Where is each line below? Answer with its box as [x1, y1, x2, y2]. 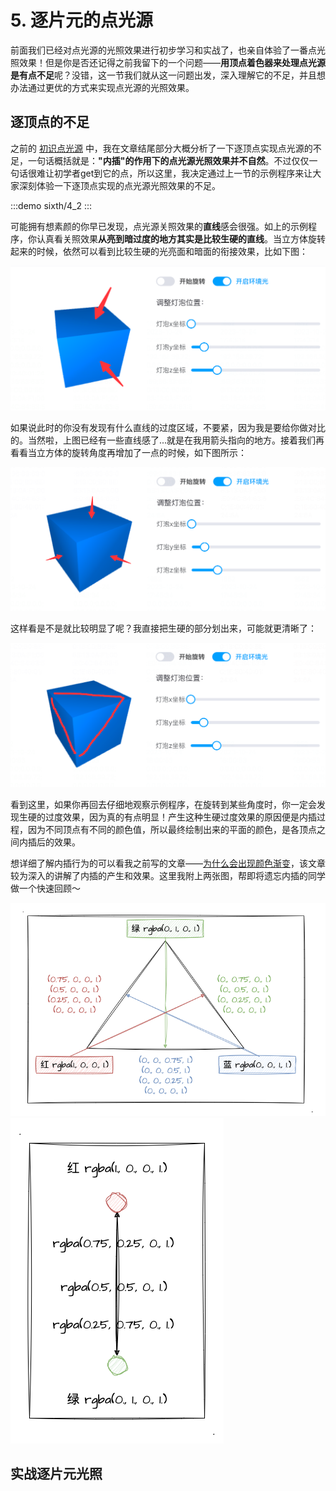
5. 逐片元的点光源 [10, 9, 153, 32]
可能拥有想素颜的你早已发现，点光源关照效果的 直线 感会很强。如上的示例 [10, 220, 308, 232]
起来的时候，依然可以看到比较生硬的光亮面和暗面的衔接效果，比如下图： [10, 245, 308, 257]
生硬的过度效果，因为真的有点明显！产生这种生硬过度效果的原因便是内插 [18, 811, 317, 823]
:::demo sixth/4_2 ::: [10, 199, 93, 211]
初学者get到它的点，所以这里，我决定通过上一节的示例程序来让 [53, 167, 313, 179]
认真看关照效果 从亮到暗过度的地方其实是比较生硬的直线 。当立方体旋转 [36, 232, 326, 245]
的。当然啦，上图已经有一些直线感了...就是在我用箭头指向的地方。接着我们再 [10, 434, 325, 446]
